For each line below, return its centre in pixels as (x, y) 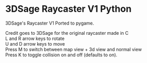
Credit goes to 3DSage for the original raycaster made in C (67, 33)
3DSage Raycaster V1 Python (68, 9)
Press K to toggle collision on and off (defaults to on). (61, 55)
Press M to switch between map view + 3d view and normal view (73, 49)
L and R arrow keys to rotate (35, 38)
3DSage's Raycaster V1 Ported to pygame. (50, 23)
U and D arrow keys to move (35, 44)
